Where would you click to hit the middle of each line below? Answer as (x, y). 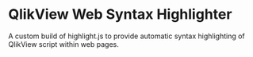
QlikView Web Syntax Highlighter (120, 14)
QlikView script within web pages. (63, 44)
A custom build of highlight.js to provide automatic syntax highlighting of (127, 36)
